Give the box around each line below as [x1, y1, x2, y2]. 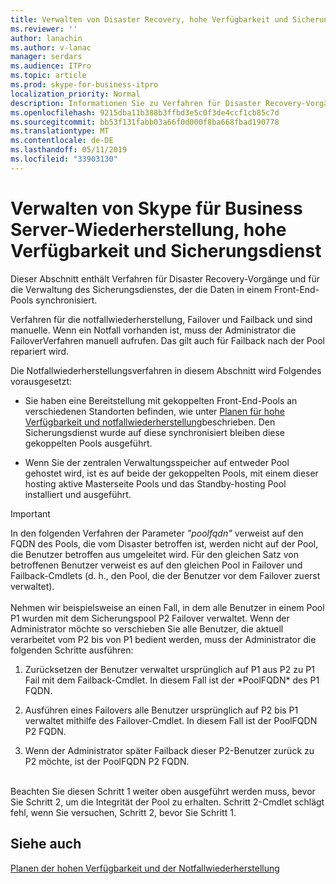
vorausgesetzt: [10, 375, 73, 387]
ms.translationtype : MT [10, 126, 110, 136]
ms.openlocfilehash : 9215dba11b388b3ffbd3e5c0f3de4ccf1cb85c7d [10, 107, 280, 118]
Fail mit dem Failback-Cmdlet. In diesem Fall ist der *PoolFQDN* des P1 [24, 674, 320, 686]
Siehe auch [10, 836, 82, 853]
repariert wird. [10, 345, 70, 357]
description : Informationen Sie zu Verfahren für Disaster [10, 98, 262, 108]
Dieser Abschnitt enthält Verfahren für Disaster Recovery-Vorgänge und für [10, 272, 321, 285]
